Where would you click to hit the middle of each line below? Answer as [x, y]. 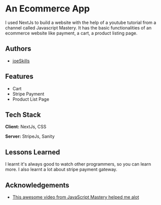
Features [19, 77]
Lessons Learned [32, 152]
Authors [18, 49]
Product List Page [31, 99]
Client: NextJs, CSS [26, 127]
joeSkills [21, 61]
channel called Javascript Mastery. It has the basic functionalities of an [78, 27]
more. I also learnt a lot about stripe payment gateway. [61, 170]
